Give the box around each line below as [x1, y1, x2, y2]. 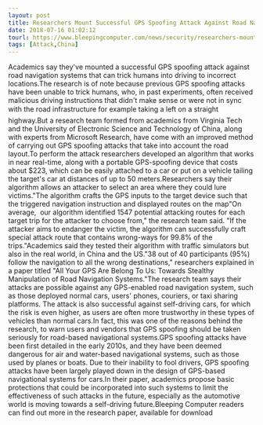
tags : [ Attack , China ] [8, 41, 79, 49]
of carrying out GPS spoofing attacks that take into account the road [8, 141, 229, 150]
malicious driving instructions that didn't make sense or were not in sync [8, 96, 242, 105]
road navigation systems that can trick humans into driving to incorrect [8, 71, 236, 80]
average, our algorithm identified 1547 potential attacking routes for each [8, 207, 245, 217]
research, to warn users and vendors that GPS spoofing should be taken [8, 324, 241, 334]
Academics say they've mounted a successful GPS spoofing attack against [8, 62, 250, 71]
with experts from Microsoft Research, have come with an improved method [8, 133, 254, 142]
